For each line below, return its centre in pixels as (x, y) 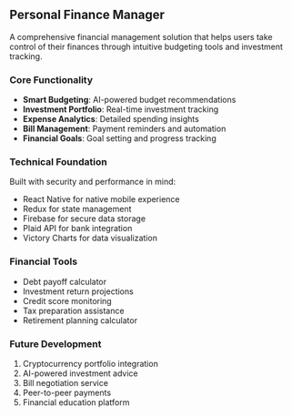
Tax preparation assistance (73, 310)
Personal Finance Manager (87, 15)
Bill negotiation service (65, 383)
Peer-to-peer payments (67, 392)
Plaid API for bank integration (77, 229)
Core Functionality (51, 79)
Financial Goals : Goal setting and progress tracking (119, 138)
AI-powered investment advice (80, 373)
